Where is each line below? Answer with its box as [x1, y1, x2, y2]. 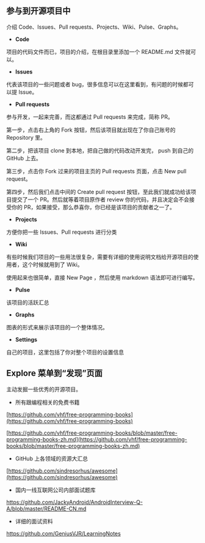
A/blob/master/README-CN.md [6, 504, 87, 512]
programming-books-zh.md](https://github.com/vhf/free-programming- [6, 435, 187, 443]
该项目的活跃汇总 [6, 299, 49, 306]
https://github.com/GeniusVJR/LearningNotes [6, 530, 121, 537]
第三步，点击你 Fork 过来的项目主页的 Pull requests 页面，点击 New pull [6, 167, 187, 174]
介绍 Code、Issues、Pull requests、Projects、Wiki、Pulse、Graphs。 [6, 23, 182, 31]
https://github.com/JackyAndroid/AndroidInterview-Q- [6, 498, 143, 506]
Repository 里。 [6, 133, 46, 141]
